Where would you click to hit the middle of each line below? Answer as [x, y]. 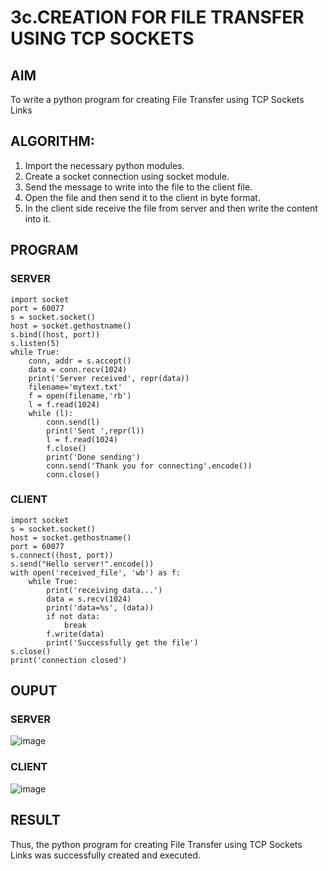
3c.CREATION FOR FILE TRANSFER [157, 17]
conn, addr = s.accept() [80, 361]
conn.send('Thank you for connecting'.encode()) [149, 466]
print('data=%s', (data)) [100, 607]
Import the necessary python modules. [104, 165]
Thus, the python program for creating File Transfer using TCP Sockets [156, 844]
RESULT [35, 820]
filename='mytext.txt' [75, 387]
